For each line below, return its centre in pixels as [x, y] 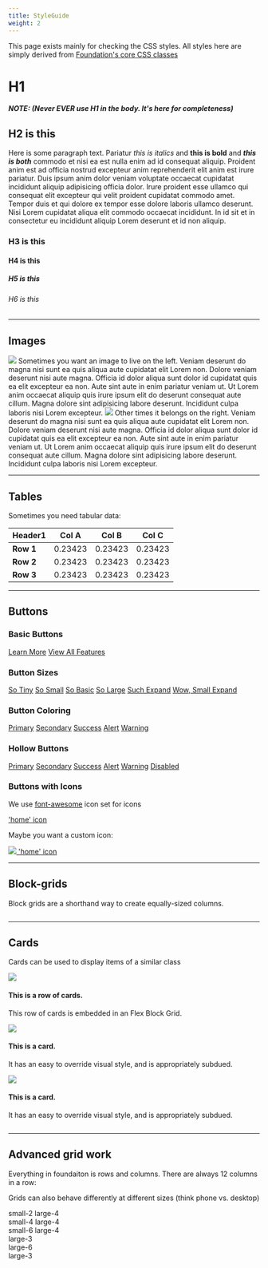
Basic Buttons [36, 634]
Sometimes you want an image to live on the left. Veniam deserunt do [132, 361]
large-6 [21, 1247]
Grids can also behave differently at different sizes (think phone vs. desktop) [134, 1198]
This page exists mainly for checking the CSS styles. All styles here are [125, 46]
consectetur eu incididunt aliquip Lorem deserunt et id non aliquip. [117, 221]
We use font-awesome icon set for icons [75, 804]
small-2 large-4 [34, 1213]
